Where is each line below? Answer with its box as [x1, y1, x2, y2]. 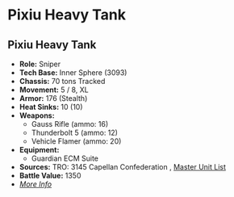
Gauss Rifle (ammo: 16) [31, 119, 109, 128]
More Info [19, 179, 52, 189]
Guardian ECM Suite [31, 153, 98, 163]
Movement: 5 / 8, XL [19, 85, 90, 94]
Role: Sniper [19, 59, 61, 69]
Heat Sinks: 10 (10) [19, 103, 83, 111]
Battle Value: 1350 [19, 171, 81, 180]
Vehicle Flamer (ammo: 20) [31, 136, 122, 146]
